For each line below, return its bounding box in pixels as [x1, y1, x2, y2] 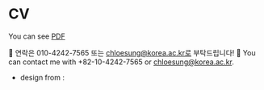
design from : [19, 72, 65, 82]
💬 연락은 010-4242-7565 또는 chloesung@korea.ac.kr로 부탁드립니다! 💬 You [8, 47, 256, 57]
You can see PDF [8, 31, 66, 41]
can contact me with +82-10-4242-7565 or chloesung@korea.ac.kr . [8, 57, 234, 67]
